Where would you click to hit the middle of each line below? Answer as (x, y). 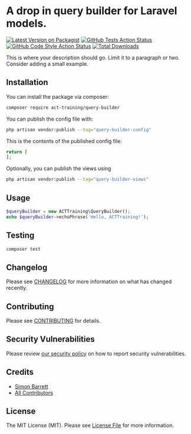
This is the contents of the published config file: (64, 141)
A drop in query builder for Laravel (92, 11)
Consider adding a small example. (47, 64)
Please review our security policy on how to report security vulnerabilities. (96, 354)
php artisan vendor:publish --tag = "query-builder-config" (79, 129)
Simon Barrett (31, 386)
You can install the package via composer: (57, 96)
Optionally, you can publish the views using (59, 169)
